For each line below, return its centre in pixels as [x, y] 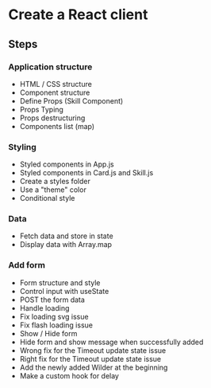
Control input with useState [64, 291]
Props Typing [41, 109]
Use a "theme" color [53, 190]
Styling [23, 147]
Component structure [55, 92]
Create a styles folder [55, 182]
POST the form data [52, 300]
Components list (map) [57, 126]
